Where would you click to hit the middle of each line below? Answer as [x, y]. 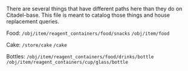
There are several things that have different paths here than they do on [94, 9]
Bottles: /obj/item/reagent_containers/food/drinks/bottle [80, 56]
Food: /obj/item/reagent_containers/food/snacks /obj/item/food [88, 33]
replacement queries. [33, 21]
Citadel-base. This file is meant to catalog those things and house [88, 15]
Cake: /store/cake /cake [37, 45]
